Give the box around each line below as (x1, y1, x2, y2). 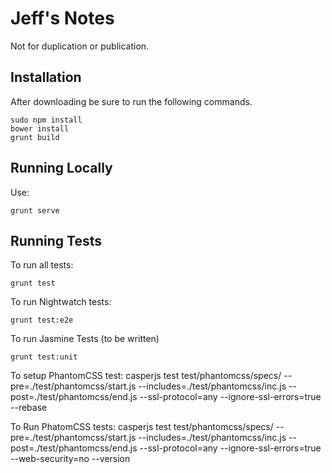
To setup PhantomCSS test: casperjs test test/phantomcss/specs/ (10, 370, 282, 382)
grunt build (10, 132, 60, 142)
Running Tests (10, 232, 102, 249)
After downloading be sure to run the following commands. (10, 95, 253, 107)
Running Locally (10, 160, 113, 177)
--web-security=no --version (10, 453, 131, 465)
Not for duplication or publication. (10, 40, 150, 52)
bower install (10, 123, 70, 134)
